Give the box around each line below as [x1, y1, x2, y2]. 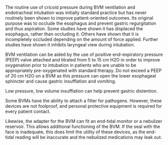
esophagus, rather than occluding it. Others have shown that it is [5, 31, 139, 37]
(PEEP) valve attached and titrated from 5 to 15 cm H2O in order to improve [5, 57, 160, 62]
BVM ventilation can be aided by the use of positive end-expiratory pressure [5, 51, 163, 57]
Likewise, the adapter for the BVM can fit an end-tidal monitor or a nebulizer [5, 118, 162, 124]
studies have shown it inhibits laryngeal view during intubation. [5, 42, 135, 47]
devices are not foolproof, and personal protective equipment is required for [5, 103, 162, 109]
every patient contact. [5, 108, 51, 114]
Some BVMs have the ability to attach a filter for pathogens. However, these [5, 98, 162, 104]
